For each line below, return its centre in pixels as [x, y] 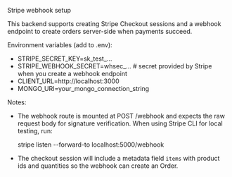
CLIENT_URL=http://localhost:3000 [68, 81]
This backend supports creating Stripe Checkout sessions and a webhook [114, 24]
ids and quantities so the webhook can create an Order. [98, 166]
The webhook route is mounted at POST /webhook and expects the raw [121, 116]
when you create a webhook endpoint [72, 74]
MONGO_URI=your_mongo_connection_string [83, 88]
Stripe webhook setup [39, 10]
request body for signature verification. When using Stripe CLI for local [120, 123]
